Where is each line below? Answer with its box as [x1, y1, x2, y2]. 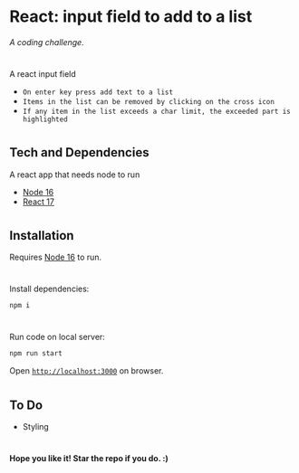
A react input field [9, 68, 77, 79]
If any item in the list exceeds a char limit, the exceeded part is [22, 107, 292, 116]
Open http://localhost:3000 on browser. [9, 365, 164, 376]
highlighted [22, 115, 68, 124]
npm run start [9, 349, 63, 358]
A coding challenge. [9, 36, 84, 47]
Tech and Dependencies [9, 145, 149, 160]
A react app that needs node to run [9, 169, 140, 180]
